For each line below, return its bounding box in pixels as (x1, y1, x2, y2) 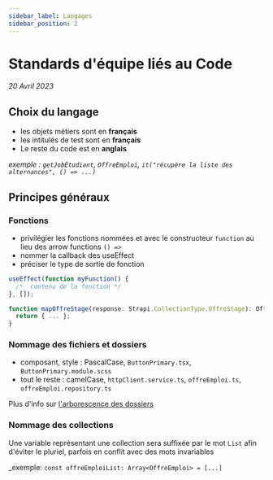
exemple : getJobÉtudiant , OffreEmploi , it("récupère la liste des (8, 159, 233, 169)
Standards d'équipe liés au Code (8, 55, 233, 73)
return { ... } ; (15, 312, 71, 321)
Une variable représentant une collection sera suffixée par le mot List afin (8, 438, 258, 447)
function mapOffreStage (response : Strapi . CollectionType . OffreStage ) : (8, 304, 253, 313)
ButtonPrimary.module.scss (19, 368, 112, 376)
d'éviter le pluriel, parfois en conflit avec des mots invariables (8, 447, 214, 456)
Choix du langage (8, 105, 99, 119)
